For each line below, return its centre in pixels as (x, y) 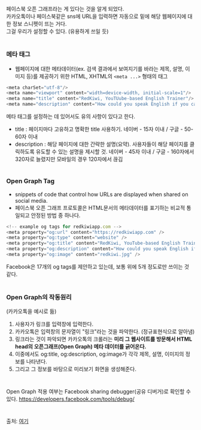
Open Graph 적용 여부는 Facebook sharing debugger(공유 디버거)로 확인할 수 (99, 391)
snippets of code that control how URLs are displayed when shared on (101, 194)
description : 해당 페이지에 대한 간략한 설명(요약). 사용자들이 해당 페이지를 (101, 144)
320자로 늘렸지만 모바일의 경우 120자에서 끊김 (69, 159)
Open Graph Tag (31, 181)
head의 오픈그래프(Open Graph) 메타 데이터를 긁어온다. (80, 347)
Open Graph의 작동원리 (39, 297)
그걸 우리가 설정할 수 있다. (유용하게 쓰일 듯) (57, 31)
